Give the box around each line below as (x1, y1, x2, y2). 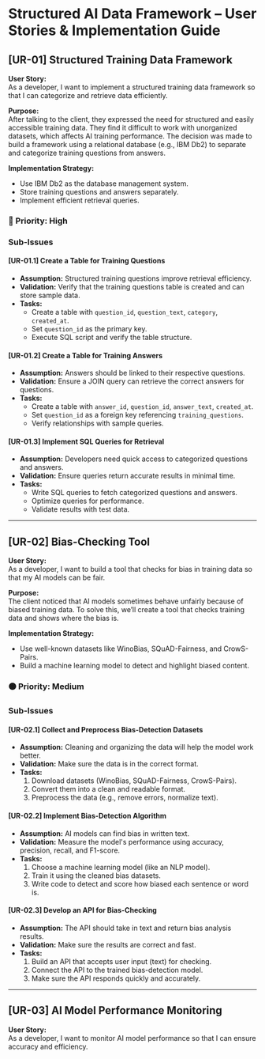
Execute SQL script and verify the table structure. (31, 333, 192, 342)
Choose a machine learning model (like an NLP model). (31, 862, 211, 872)
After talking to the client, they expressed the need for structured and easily (8, 115, 255, 123)
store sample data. (19, 290, 80, 301)
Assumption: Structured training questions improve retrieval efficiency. (19, 274, 252, 283)
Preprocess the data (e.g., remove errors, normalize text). (31, 792, 218, 803)
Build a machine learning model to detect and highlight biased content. (19, 661, 250, 671)
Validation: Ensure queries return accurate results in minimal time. (19, 471, 236, 481)
